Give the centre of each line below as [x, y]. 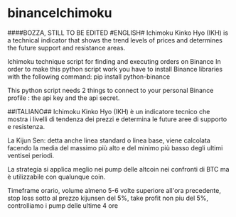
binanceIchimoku [60, 13]
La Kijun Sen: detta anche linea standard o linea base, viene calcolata [109, 140]
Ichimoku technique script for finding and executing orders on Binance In [114, 61]
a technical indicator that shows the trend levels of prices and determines [115, 40]
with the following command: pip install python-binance [89, 77]
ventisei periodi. [31, 155]
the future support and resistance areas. [66, 48]
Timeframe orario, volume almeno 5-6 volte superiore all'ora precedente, [114, 190]
